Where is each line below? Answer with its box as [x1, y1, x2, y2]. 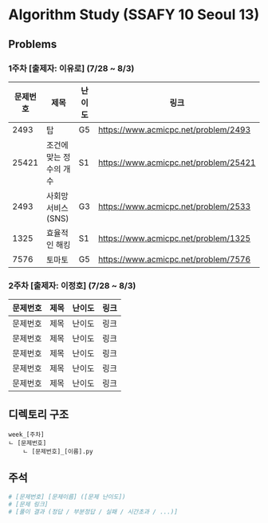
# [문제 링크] [8, 500, 49, 508]
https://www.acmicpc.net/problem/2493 [98, 124, 251, 135]
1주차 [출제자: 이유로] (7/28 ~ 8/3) [8, 62, 135, 73]
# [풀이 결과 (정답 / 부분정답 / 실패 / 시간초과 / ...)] [8, 508, 178, 516]
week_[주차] [8, 431, 45, 438]
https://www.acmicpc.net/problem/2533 [98, 201, 251, 212]
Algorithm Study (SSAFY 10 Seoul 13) [8, 6, 260, 24]
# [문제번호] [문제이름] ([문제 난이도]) [8, 493, 126, 501]
